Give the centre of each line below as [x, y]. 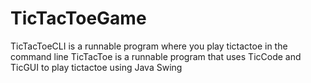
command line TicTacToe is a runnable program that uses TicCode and [156, 56]
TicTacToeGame [78, 18]
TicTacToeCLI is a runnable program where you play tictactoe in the [149, 46]
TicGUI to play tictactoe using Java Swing [96, 67]
